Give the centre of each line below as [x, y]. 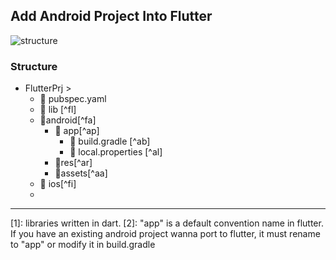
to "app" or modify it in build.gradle [83, 245]
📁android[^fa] [68, 120]
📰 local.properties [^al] [116, 152]
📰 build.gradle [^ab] [110, 141]
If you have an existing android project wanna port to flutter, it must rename [165, 234]
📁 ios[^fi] [58, 184]
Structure [34, 66]
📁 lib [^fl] [58, 110]
